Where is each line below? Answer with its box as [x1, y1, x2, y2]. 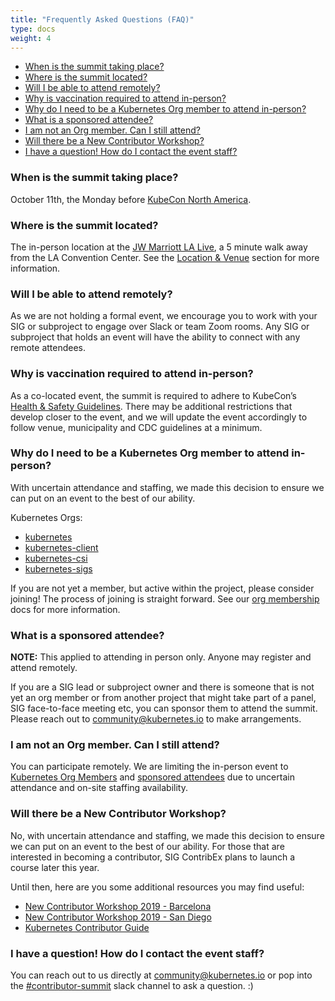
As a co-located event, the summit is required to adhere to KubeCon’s [10, 389, 298, 401]
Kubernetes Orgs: [10, 511, 83, 523]
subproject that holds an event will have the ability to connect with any [10, 331, 301, 343]
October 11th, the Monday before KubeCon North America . [10, 193, 252, 205]
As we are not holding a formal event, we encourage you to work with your [10, 310, 318, 322]
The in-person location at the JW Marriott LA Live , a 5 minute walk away [10, 241, 308, 253]
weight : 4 [10, 33, 52, 43]
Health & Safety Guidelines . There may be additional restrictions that [10, 400, 293, 412]
